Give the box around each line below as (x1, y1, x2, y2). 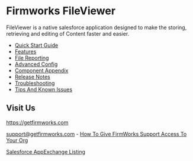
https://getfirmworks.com (6, 119, 69, 126)
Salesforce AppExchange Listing (6, 148, 86, 155)
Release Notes (14, 73, 50, 80)
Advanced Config (14, 61, 58, 68)
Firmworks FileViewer (6, 4, 116, 18)
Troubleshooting (14, 79, 55, 87)
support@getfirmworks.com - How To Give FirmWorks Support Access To (6, 130, 187, 137)
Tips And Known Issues (14, 86, 73, 93)
